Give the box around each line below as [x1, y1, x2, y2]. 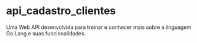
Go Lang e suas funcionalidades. [6, 29, 86, 37]
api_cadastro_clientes [6, 4, 116, 18]
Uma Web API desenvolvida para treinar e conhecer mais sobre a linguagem [6, 24, 192, 31]
